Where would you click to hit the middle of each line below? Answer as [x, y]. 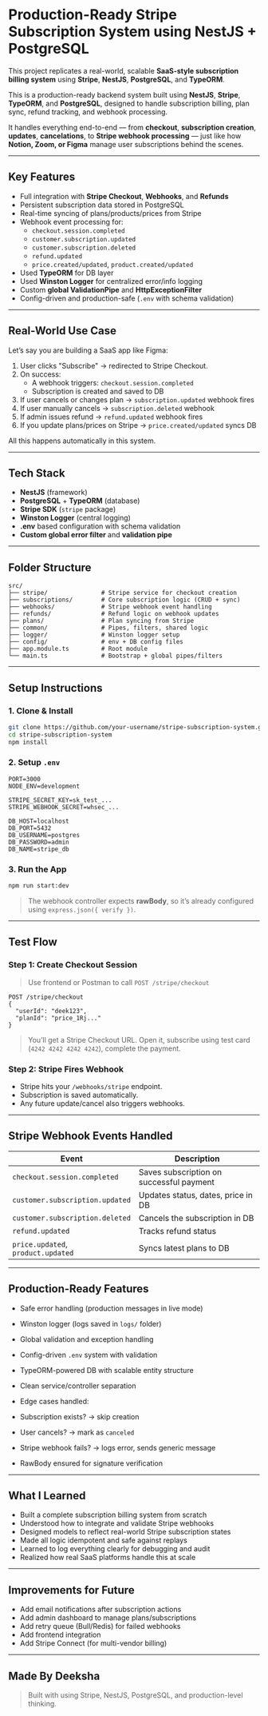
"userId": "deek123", [51, 1011]
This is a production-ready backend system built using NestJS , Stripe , [124, 94]
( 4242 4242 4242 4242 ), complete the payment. [104, 1048]
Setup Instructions [55, 688]
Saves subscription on [180, 1171]
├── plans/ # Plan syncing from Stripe [101, 621]
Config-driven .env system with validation [89, 1355]
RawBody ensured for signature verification [91, 1463]
